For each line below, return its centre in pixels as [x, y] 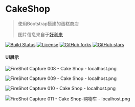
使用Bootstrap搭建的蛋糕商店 [48, 23]
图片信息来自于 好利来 [40, 34]
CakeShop [28, 9]
